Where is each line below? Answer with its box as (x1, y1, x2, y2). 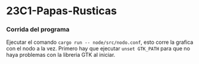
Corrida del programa (6, 25, 70, 34)
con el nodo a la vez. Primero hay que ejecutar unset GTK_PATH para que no (6, 45, 191, 52)
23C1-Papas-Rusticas (6, 4, 117, 18)
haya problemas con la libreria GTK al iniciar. (6, 52, 116, 59)
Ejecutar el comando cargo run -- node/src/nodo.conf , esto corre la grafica (6, 39, 194, 46)
